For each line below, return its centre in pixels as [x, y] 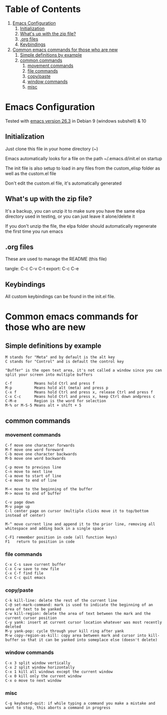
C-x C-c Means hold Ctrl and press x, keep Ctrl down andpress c [80, 397]
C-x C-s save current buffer [35, 565]
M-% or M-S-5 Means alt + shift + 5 [43, 406]
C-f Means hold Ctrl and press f [50, 384]
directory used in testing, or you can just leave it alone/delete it [70, 216]
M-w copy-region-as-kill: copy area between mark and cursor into [76, 636]
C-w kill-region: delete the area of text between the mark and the [78, 614]
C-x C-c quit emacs [25, 578]
